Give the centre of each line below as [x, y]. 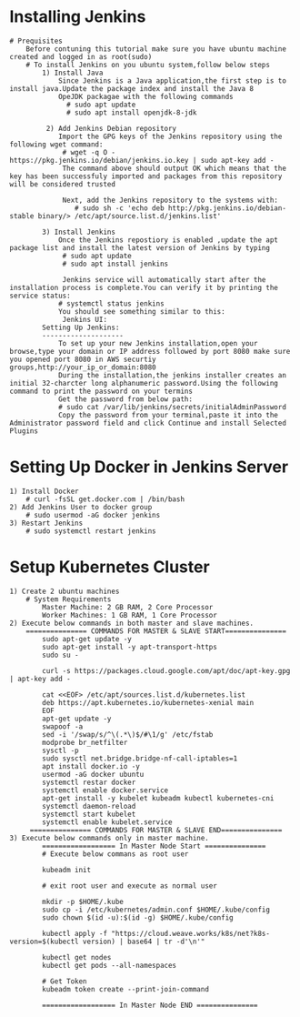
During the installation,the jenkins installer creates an [172, 375]
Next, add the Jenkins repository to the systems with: [170, 200]
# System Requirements [69, 599]
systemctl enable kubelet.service [107, 822]
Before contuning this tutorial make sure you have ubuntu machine [156, 49]
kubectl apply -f [75, 933]
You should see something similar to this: [141, 311]
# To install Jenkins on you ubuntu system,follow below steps [148, 65]
